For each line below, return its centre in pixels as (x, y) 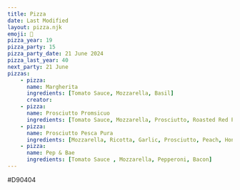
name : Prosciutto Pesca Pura (70, 133)
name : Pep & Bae (50, 153)
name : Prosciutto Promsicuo (68, 113)
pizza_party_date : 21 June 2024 (55, 54)
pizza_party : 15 (31, 47)
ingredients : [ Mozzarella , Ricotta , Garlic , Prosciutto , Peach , (124, 139)
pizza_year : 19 (30, 41)
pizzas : (19, 73)
